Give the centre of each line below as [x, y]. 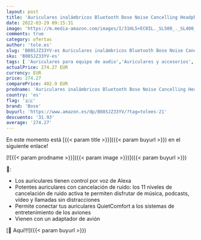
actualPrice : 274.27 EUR [37, 67]
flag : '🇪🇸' [21, 100]
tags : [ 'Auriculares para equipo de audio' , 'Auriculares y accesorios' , [100, 61]
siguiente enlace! [27, 146]
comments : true [25, 34]
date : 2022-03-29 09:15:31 [40, 23]
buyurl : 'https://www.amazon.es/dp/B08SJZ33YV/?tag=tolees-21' [87, 112]
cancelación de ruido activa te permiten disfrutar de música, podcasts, [102, 193]
